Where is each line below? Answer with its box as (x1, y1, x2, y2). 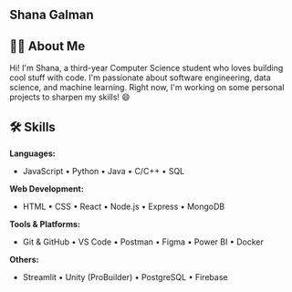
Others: (9, 255, 39, 266)
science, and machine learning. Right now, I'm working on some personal (9, 82, 285, 93)
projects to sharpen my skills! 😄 (9, 91, 130, 103)
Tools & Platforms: (9, 219, 80, 230)
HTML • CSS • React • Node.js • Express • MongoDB (22, 201, 225, 213)
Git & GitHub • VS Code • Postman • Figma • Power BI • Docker (22, 236, 265, 247)
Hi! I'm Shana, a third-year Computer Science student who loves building (9, 63, 284, 74)
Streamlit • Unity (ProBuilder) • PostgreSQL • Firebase (22, 272, 228, 283)
